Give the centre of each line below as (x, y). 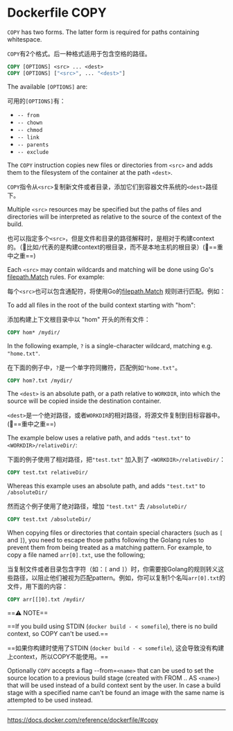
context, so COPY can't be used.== (58, 634)
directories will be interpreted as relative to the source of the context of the (114, 216)
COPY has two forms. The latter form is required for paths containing (103, 32)
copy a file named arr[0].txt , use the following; (76, 555)
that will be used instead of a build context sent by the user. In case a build (114, 685)
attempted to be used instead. (50, 700)
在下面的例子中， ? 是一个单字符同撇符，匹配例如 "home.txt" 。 (94, 367)
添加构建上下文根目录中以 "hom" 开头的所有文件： (79, 319)
